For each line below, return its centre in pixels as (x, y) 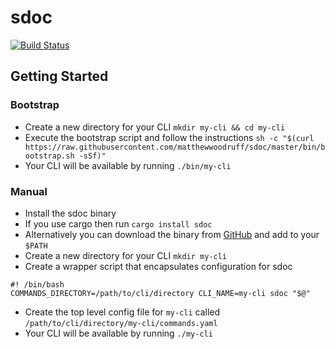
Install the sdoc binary (70, 213)
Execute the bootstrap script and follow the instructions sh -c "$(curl (169, 137)
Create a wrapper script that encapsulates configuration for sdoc (158, 266)
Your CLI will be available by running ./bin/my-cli (128, 165)
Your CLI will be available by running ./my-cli (118, 333)
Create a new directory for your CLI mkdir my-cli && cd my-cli (155, 127)
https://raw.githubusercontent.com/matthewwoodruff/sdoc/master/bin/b (175, 147)
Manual (29, 191)
